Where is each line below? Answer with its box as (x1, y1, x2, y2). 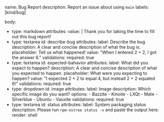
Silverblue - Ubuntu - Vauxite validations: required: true (11, 96, 124, 102)
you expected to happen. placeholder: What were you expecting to (11, 70, 147, 76)
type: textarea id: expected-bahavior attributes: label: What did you (11, 60, 148, 65)
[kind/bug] (4, 9, 26, 15)
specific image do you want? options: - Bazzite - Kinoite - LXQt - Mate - (11, 91, 158, 97)
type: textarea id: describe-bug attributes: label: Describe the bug (11, 39, 145, 45)
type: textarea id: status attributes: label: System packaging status (11, 102, 146, 107)
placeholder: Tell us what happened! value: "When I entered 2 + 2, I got (11, 49, 157, 55)
